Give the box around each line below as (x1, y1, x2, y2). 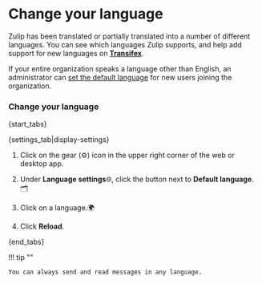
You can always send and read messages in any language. (8, 268, 203, 277)
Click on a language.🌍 (19, 203, 95, 213)
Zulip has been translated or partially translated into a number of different (8, 31, 251, 41)
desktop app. (19, 159, 64, 168)
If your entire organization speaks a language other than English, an (8, 63, 232, 73)
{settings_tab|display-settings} (8, 135, 110, 144)
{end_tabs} (8, 237, 45, 247)
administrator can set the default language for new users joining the (8, 72, 232, 82)
